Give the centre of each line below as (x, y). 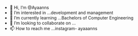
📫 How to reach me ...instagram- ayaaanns (53, 28)
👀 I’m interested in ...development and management (61, 13)
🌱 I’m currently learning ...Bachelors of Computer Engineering (71, 18)
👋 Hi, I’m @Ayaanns (29, 8)
